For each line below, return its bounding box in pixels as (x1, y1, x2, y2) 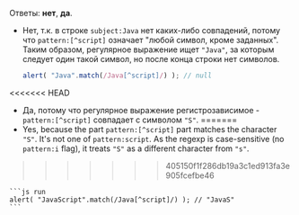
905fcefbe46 (165, 170, 215, 181)
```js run (9, 187, 47, 196)
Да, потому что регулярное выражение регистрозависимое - (22, 104, 260, 115)
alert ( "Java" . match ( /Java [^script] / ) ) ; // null (22, 71, 213, 80)
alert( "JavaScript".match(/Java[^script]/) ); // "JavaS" (9, 195, 235, 204)
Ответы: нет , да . (9, 8, 74, 18)
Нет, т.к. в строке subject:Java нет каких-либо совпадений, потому (22, 25, 281, 35)
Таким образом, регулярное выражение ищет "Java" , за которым (22, 44, 275, 55)
